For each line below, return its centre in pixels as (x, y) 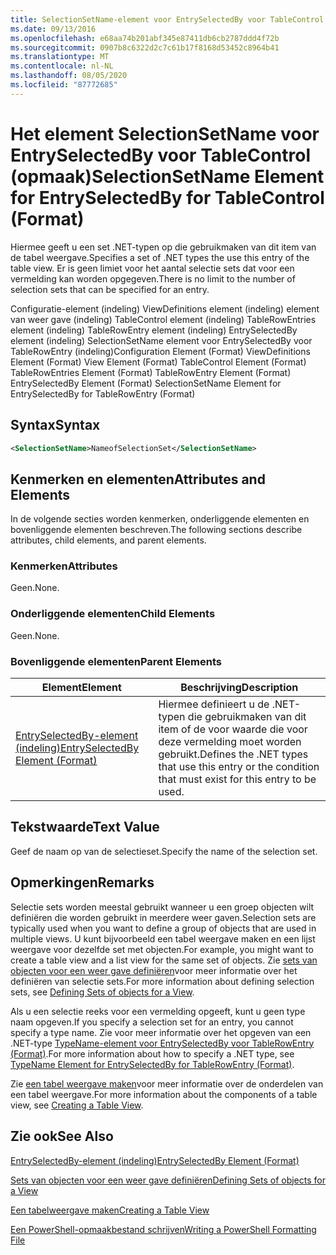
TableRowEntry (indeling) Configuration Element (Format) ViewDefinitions (160, 351)
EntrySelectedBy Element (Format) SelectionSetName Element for (146, 383)
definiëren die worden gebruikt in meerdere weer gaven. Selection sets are (163, 917)
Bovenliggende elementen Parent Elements (116, 661)
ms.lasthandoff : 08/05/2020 (69, 76)
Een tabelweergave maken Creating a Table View (110, 1210)
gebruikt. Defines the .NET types (233, 754)
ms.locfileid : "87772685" (64, 85)
